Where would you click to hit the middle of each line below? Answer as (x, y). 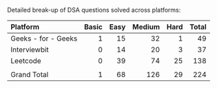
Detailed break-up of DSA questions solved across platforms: (94, 10)
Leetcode (26, 61)
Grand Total (30, 75)
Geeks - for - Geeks (44, 38)
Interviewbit (30, 49)
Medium (146, 27)
